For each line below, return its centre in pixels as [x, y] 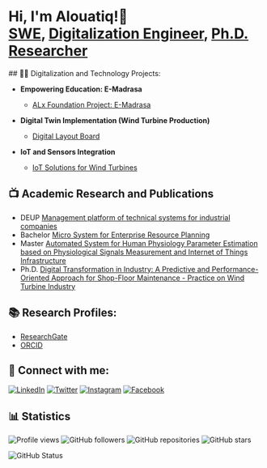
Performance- [235, 269]
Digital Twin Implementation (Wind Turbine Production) [115, 120]
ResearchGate [44, 336]
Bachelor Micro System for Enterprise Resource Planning [115, 235]
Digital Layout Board [66, 136]
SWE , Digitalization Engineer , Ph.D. [129, 34]
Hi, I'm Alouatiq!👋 [68, 17]
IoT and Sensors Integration [68, 151]
